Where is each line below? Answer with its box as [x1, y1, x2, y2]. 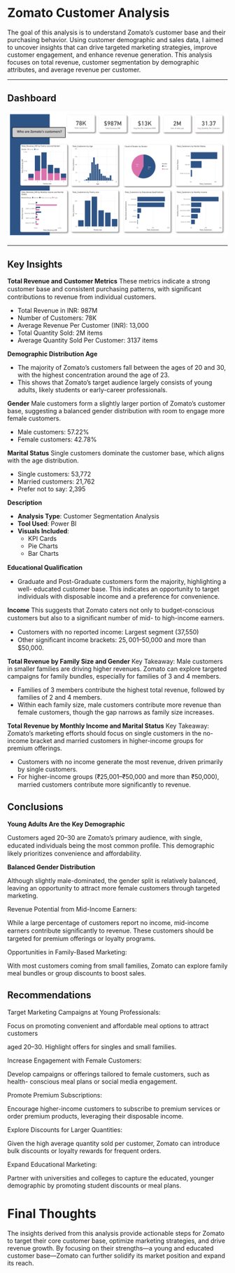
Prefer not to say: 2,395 [17, 484, 86, 493]
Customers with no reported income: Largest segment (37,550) [17, 627, 199, 636]
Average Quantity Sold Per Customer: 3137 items [17, 335, 159, 345]
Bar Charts [27, 549, 59, 557]
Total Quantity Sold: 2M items [17, 328, 103, 337]
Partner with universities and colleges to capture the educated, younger [7, 1173, 215, 1182]
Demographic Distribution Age [7, 349, 98, 358]
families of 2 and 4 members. [17, 693, 103, 701]
